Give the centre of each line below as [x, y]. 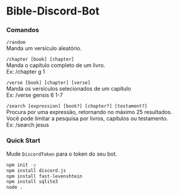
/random [16, 43]
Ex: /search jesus [28, 125]
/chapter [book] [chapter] [40, 59]
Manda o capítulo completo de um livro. [56, 65]
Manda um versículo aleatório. [44, 48]
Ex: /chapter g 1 [26, 72]
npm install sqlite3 [32, 182]
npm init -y [21, 165]
